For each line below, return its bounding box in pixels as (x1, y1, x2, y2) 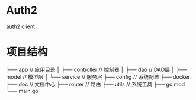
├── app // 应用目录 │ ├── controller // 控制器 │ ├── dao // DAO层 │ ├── (6, 66, 188, 73)
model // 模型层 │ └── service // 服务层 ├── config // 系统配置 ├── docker (6, 73, 191, 80)
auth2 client (6, 23, 36, 30)
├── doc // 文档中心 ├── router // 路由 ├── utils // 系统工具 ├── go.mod (6, 81, 185, 88)
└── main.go (6, 87, 38, 94)
